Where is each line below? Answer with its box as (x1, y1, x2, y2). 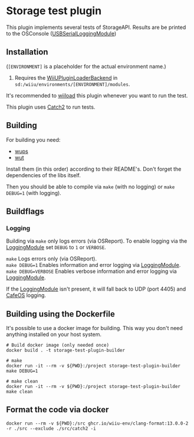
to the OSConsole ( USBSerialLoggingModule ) (6, 30, 117, 37)
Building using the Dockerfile (6, 309, 115, 319)
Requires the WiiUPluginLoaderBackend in (14, 74, 118, 81)
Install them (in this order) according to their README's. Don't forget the (6, 165, 182, 172)
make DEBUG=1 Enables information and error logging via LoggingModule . (6, 262, 181, 269)
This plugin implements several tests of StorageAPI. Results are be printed (6, 24, 186, 31)
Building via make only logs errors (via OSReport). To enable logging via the (6, 237, 188, 244)
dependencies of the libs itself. (6, 171, 81, 178)
